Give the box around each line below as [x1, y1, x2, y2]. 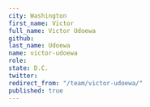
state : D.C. [8, 64, 49, 72]
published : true [8, 86, 63, 95]
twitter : [8, 72, 38, 80]
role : [8, 57, 27, 65]
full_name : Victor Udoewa [8, 27, 96, 35]
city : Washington [8, 11, 67, 20]
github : [8, 34, 35, 43]
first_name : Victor [8, 19, 75, 27]
